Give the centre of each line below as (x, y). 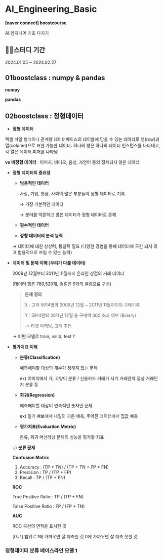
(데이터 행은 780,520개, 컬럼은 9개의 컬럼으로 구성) (62, 284)
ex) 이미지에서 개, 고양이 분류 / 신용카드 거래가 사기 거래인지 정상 (82, 379)
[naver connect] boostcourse (36, 23)
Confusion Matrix (31, 458)
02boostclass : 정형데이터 (44, 116)
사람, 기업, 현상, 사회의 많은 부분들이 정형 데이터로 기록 (72, 194)
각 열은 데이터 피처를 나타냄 (32, 152)
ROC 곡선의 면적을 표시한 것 (39, 526)
